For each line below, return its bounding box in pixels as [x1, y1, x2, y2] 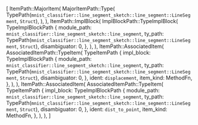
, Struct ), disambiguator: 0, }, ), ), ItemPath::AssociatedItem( [17, 43, 164, 50]
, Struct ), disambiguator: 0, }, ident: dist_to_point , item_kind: [17, 106, 168, 113]
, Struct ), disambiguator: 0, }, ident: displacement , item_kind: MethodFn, [17, 74, 193, 81]
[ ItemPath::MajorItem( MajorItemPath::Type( [6, 5, 116, 12]
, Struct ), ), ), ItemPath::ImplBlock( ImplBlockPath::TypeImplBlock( [17, 18, 178, 24]
